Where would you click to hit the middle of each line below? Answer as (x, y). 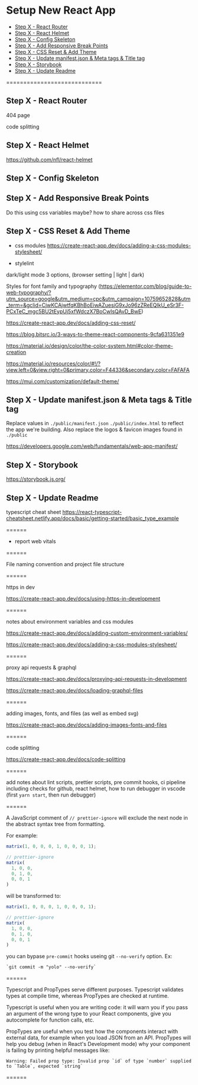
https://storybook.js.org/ (36, 479)
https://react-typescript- (92, 512)
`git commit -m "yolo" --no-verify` (51, 967)
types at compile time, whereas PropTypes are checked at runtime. (88, 996)
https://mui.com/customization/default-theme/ (63, 381)
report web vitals (35, 541)
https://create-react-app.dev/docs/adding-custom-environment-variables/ (97, 633)
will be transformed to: (34, 896)
